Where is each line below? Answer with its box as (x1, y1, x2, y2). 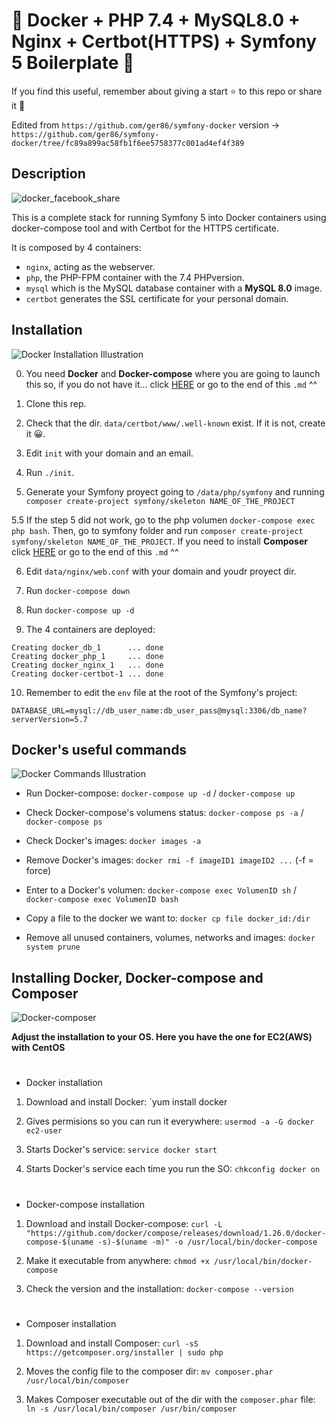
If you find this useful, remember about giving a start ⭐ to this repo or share (11, 85, 323, 97)
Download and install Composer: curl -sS (25, 1337, 199, 1349)
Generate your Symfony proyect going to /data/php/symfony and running (25, 485, 325, 498)
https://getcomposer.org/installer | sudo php (25, 1347, 224, 1358)
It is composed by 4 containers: (11, 241, 142, 253)
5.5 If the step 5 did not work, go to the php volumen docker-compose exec (11, 514, 316, 526)
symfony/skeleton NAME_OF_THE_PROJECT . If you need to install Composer (11, 535, 308, 547)
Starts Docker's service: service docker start (25, 1144, 218, 1156)
